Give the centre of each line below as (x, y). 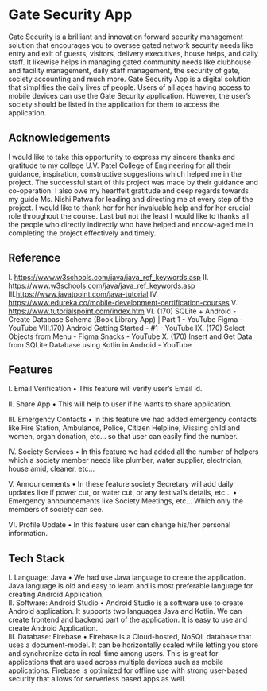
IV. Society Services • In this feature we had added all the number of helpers (133, 452)
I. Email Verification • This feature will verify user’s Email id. (105, 389)
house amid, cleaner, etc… (52, 469)
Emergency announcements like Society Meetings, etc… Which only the (126, 501)
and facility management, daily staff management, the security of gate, (124, 70)
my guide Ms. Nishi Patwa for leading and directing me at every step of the (131, 199)
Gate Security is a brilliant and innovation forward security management (126, 37)
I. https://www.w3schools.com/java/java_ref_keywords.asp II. (108, 277)
